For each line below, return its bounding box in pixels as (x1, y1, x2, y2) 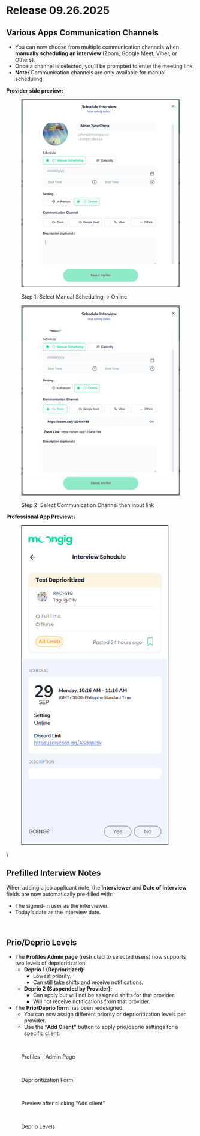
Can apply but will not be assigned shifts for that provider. (32, 992, 175, 999)
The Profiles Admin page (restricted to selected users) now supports (14, 953, 186, 961)
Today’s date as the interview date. (14, 908, 101, 916)
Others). (14, 56, 36, 63)
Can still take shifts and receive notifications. (32, 979, 144, 986)
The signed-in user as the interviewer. (14, 902, 109, 909)
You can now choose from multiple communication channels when (14, 43, 180, 50)
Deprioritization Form (21, 1077, 74, 1084)
